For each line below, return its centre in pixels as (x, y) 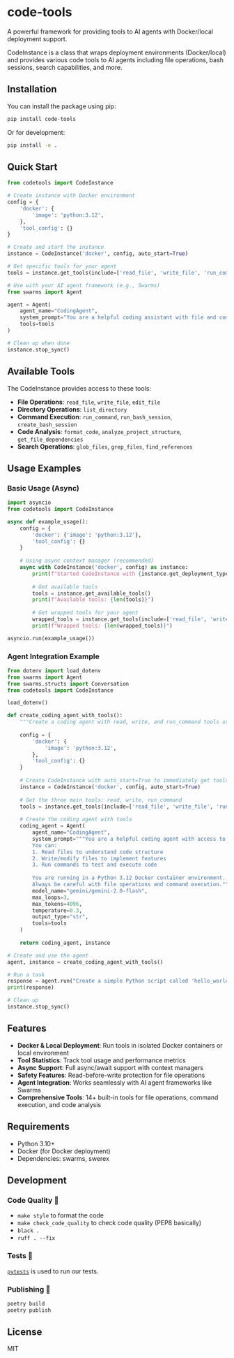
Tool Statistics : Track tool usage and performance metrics (101, 1060)
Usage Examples (44, 468)
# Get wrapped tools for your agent (85, 613)
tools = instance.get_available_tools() (92, 593)
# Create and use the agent (48, 955)
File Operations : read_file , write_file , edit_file (89, 402)
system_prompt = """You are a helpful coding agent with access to (129, 839)
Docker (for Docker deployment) (64, 1151)
